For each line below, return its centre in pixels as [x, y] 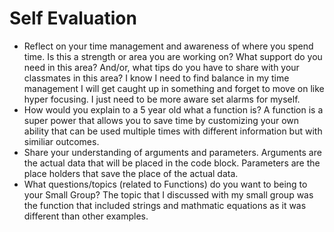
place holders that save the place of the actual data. [131, 173]
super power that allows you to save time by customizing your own [161, 120]
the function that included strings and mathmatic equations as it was [165, 205]
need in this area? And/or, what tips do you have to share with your [161, 67]
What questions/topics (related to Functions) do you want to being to [165, 184]
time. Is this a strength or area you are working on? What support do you [173, 56]
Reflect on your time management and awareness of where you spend [168, 46]
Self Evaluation [73, 18]
